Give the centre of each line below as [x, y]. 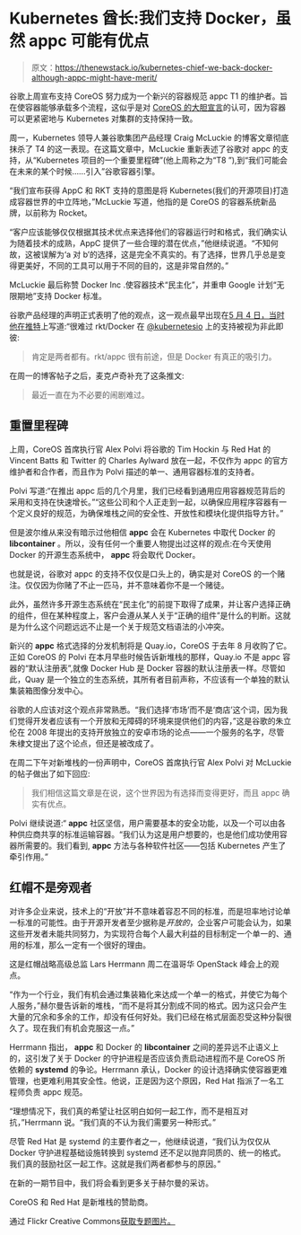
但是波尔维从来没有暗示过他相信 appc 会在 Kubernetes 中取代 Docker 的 [142, 532]
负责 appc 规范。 [56, 1091]
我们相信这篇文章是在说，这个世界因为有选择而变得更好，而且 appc [155, 792]
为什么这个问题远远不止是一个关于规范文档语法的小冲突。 [123, 626]
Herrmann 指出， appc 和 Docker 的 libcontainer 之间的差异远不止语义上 [144, 1046]
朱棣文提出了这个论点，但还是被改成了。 [84, 743]
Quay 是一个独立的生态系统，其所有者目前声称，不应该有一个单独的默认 [157, 679]
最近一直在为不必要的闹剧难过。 [90, 394]
